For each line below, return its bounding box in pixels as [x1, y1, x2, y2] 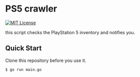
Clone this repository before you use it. [5, 57, 87, 63]
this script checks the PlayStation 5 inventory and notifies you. [5, 29, 135, 35]
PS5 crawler [5, 3, 57, 15]
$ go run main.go [5, 67, 42, 72]
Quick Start [5, 44, 42, 53]
